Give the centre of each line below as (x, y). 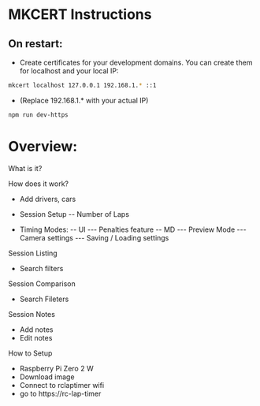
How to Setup (30, 353)
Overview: (43, 146)
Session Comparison (42, 283)
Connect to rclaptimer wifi (62, 385)
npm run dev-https (38, 115)
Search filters (41, 268)
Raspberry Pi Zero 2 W (56, 368)
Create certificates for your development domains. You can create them (136, 62)
